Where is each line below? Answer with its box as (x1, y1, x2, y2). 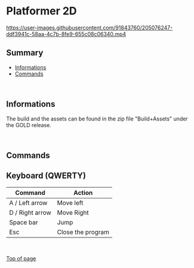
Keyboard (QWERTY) (6, 171, 87, 181)
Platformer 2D (6, 4, 77, 18)
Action (73, 188, 93, 197)
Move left (57, 198, 84, 207)
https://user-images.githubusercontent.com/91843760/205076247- (6, 24, 173, 31)
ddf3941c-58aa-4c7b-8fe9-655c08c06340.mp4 (6, 30, 127, 37)
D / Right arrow (9, 208, 52, 216)
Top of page (6, 255, 36, 262)
